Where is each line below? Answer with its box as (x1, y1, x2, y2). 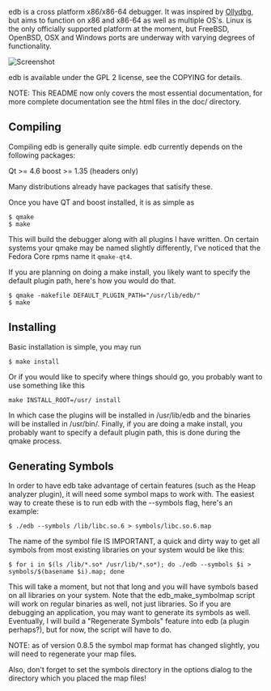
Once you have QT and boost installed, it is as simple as (8, 197, 195, 207)
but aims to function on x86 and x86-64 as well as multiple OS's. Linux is (8, 15, 252, 25)
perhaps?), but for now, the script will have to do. (8, 625, 172, 634)
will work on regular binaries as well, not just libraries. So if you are (8, 599, 231, 609)
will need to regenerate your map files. (8, 649, 138, 659)
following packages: (8, 150, 76, 160)
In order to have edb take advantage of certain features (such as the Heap (8, 481, 256, 490)
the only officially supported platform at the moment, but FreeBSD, (8, 24, 230, 33)
